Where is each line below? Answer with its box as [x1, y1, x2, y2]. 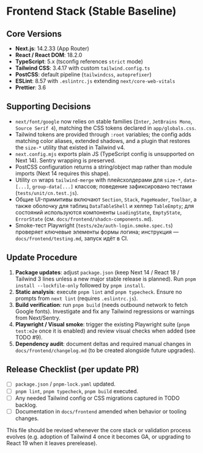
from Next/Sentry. [15, 314, 61, 322]
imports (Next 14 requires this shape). [15, 169, 111, 177]
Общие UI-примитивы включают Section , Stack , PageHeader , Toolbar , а [15, 196, 197, 203]
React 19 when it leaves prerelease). [6, 439, 98, 447]
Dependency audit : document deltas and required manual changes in [15, 340, 191, 347]
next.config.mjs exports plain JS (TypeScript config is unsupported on [15, 150, 194, 157]
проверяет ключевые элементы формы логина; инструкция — [15, 228, 179, 235]
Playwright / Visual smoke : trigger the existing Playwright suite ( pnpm [15, 320, 190, 328]
